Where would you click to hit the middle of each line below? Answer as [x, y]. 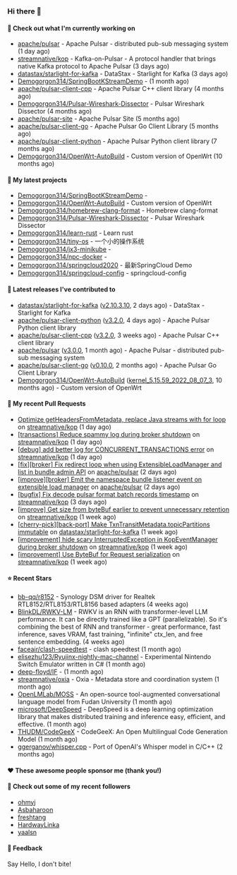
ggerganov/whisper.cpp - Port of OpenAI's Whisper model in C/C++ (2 [120, 747]
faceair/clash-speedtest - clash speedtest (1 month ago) [99, 649]
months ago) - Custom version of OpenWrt [80, 387]
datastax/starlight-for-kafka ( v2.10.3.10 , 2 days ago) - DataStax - [111, 305]
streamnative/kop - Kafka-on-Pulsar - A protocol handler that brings [117, 59]
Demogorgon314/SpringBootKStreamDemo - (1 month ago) [103, 81]
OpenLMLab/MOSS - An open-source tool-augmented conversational [119, 694]
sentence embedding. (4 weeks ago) [71, 641]
